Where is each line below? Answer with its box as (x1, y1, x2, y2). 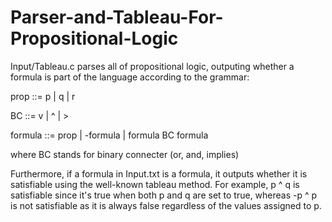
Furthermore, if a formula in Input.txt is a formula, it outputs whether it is (10, 167, 308, 180)
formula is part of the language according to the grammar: (10, 71, 250, 83)
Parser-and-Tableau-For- (10, 6, 224, 29)
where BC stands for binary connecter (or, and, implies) (10, 148, 240, 160)
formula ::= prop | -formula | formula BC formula (10, 129, 209, 141)
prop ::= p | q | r (10, 90, 76, 102)
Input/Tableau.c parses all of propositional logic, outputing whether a (10, 60, 295, 72)
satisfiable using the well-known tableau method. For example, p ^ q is (10, 178, 300, 190)
